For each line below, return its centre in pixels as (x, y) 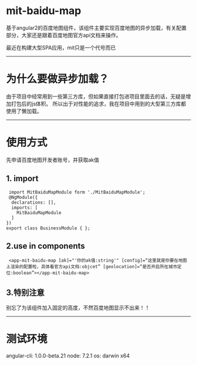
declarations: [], (34, 202)
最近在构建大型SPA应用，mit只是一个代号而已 (61, 48)
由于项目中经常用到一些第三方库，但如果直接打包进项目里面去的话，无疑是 (96, 96)
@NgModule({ (23, 197)
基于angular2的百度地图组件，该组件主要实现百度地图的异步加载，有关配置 (96, 28)
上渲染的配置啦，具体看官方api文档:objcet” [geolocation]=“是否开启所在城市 (92, 267)
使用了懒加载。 (24, 111)
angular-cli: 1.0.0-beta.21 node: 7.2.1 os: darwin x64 (68, 356)
